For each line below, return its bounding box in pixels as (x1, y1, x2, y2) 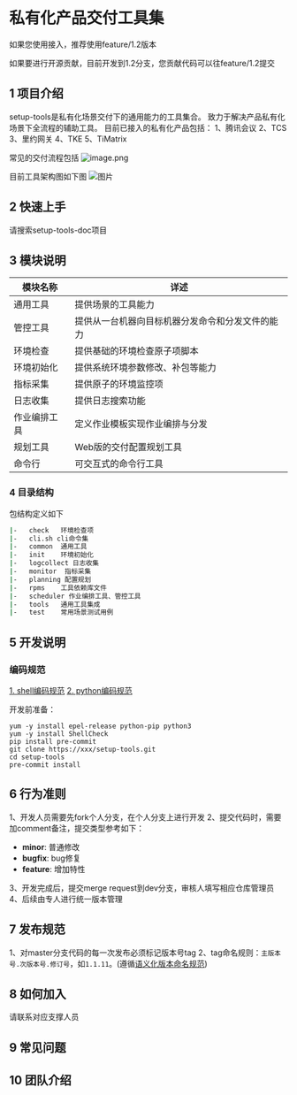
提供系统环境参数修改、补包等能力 (74, 362, 217, 374)
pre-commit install (9, 760, 81, 770)
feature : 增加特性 (21, 863, 86, 874)
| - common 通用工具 (9, 542, 88, 551)
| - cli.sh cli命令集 (9, 534, 89, 543)
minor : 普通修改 (21, 841, 80, 852)
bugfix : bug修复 (21, 853, 81, 863)
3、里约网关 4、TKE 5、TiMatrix (9, 134, 127, 144)
